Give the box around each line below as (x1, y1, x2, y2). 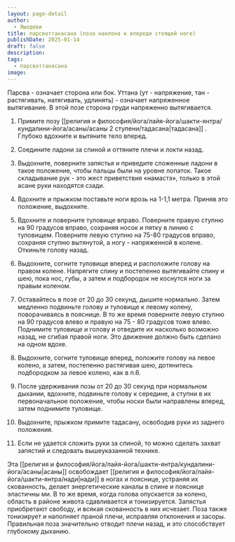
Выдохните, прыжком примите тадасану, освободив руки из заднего (17, 418, 225, 426)
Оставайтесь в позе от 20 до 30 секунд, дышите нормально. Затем (17, 295, 220, 304)
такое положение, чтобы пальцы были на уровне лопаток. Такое (17, 166, 212, 175)
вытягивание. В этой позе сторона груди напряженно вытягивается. (7, 103, 213, 111)
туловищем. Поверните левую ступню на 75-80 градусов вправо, (17, 231, 215, 239)
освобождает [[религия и (68, 467, 145, 475)
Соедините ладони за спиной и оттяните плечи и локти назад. (17, 145, 204, 154)
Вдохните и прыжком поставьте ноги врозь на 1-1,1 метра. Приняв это (17, 194, 228, 203)
